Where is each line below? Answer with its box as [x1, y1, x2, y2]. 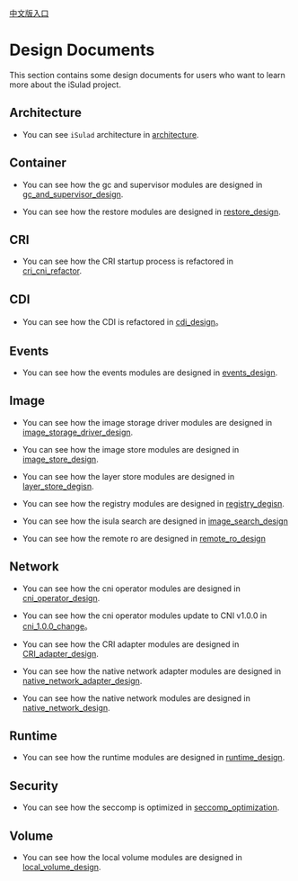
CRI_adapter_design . [22, 648, 99, 659]
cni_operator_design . [22, 592, 101, 603]
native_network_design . [22, 702, 110, 713]
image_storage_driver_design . [22, 427, 134, 437]
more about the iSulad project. [9, 79, 121, 90]
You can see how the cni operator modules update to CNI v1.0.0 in [22, 610, 267, 621]
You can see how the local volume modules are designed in [22, 852, 242, 863]
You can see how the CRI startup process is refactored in [22, 256, 233, 267]
